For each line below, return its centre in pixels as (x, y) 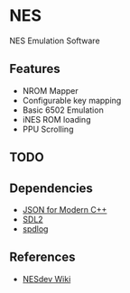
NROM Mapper (50, 90)
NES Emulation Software (55, 41)
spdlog (35, 229)
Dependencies (51, 188)
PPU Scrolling (48, 129)
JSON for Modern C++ (65, 209)
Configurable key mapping (72, 100)
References (42, 257)
